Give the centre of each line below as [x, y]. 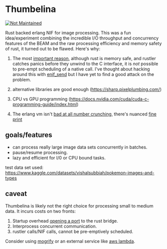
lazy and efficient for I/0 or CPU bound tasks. [59, 157]
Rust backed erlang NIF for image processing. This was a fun [68, 32]
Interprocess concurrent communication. [54, 226]
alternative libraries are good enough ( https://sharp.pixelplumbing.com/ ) [87, 89]
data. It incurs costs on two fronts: [40, 211]
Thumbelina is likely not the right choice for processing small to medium [79, 205]
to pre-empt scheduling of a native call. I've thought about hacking [81, 69]
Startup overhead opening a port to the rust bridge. [65, 220]
